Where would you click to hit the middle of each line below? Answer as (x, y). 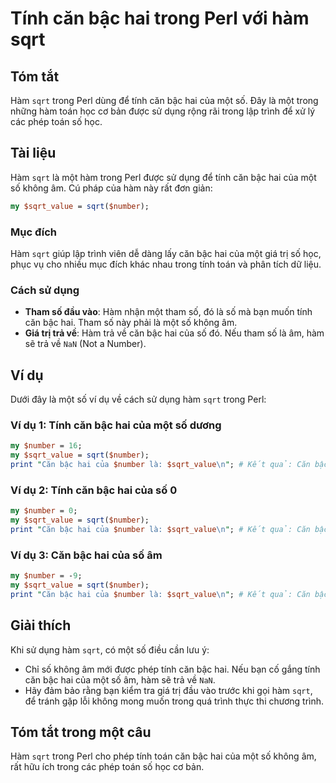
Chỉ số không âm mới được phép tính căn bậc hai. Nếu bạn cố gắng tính (172, 669)
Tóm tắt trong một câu (81, 732)
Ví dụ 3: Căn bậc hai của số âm (86, 555)
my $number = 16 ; (46, 446)
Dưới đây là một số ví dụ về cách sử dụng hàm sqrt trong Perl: (138, 399)
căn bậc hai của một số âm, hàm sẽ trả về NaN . (120, 679)
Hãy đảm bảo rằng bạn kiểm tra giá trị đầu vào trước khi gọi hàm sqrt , (168, 690)
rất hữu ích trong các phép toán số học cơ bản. (107, 767)
